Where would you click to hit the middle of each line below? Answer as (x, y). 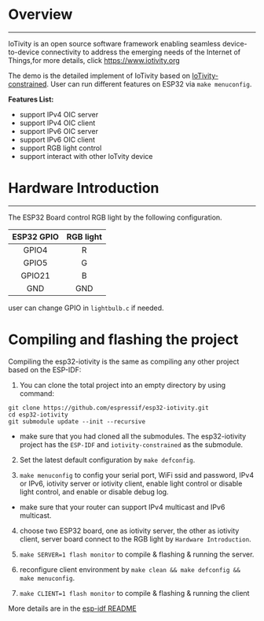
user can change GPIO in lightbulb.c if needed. (86, 308)
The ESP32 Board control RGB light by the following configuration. (115, 217)
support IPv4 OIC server (59, 114)
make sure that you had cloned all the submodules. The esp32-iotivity (133, 436)
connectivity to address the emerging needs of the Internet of (141, 52)
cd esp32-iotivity (38, 415)
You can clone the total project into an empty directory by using (123, 385)
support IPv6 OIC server (59, 131)
